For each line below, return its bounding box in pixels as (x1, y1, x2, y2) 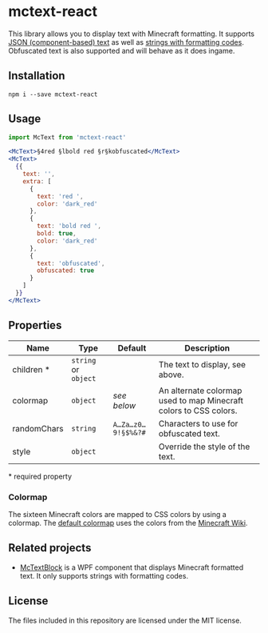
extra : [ (22, 177, 52, 186)
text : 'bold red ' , (37, 222, 102, 230)
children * (12, 363, 50, 375)
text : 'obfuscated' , (37, 259, 105, 267)
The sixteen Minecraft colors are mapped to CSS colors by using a (8, 509, 227, 519)
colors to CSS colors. (158, 405, 238, 416)
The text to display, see (158, 359, 246, 370)
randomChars (12, 423, 64, 434)
